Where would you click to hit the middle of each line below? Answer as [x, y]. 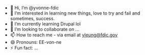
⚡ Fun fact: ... [24, 48]
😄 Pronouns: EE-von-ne [36, 42]
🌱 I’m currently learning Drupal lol [45, 24]
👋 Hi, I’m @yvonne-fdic [34, 8]
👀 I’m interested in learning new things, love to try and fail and [75, 13]
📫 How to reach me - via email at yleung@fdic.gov [64, 35]
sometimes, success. [32, 18]
